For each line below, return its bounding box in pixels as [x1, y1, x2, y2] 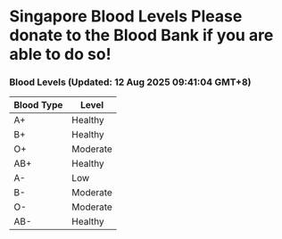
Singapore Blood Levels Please [9, 6, 243, 27]
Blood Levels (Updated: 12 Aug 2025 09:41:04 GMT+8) [9, 76, 252, 88]
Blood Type [13, 99, 63, 111]
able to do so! [9, 45, 112, 64]
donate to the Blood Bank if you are [9, 25, 274, 45]
